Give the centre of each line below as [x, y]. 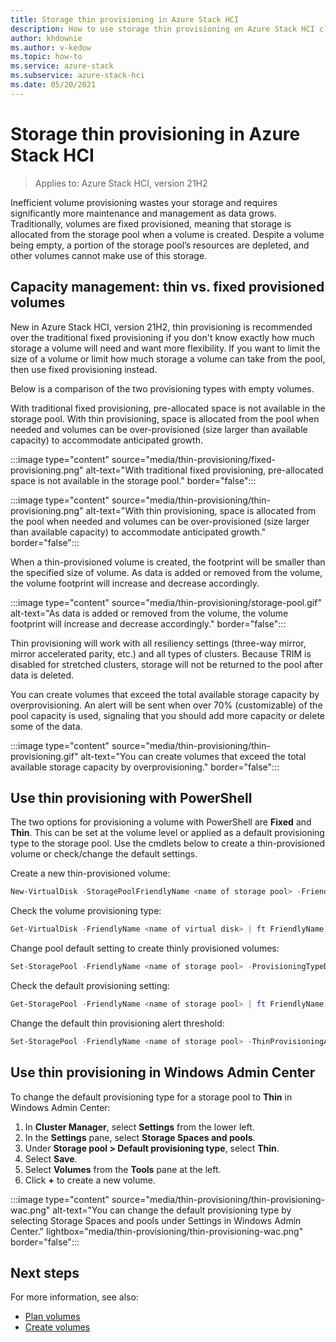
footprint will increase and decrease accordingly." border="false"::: [148, 623]
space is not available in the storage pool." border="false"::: [133, 480]
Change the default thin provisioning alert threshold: [117, 1023]
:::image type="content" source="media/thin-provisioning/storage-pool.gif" [166, 602]
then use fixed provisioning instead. [84, 369]
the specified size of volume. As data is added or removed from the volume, [166, 572]
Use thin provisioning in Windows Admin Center [163, 1072]
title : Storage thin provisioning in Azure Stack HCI [125, 19]
